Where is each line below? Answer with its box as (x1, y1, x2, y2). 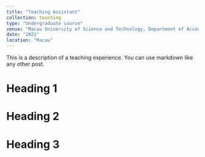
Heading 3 (6, 138, 60, 151)
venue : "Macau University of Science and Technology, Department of (6, 26, 184, 32)
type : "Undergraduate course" (6, 20, 84, 26)
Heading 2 (6, 110, 60, 124)
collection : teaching (6, 15, 62, 21)
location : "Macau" (6, 37, 53, 43)
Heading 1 (6, 82, 58, 96)
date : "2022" (6, 32, 40, 38)
